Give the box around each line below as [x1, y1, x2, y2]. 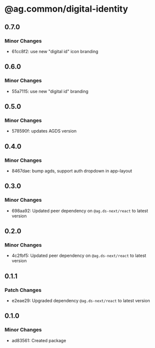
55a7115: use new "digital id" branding [11, 88, 89, 94]
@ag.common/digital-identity [4, 3, 128, 15]
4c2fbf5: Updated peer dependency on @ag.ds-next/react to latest [11, 252, 147, 259]
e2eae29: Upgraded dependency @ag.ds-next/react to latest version [11, 298, 150, 303]
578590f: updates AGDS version [11, 128, 77, 134]
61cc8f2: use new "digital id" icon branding [11, 48, 98, 54]
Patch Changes [4, 287, 42, 293]
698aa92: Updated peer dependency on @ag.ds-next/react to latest [11, 208, 148, 213]
